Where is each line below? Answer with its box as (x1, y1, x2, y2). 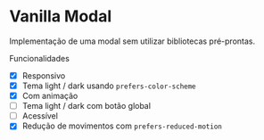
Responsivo (21, 70, 66, 81)
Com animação (21, 91, 78, 102)
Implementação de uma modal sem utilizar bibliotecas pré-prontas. (9, 36, 256, 46)
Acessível (21, 111, 58, 121)
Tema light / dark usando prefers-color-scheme (21, 80, 196, 91)
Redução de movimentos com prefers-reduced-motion (21, 120, 223, 131)
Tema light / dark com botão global (21, 101, 152, 111)
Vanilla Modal (9, 6, 112, 27)
